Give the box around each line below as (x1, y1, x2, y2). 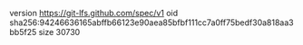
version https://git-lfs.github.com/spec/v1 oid (9, 8, 179, 18)
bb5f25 (9, 27, 37, 37)
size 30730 (38, 27, 81, 37)
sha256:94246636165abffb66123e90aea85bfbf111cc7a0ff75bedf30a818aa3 (9, 17, 294, 28)
